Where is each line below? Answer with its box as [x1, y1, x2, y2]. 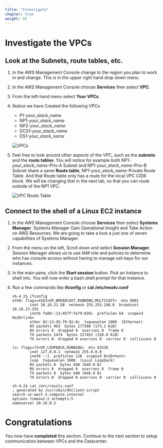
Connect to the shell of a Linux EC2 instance [5, 207, 142, 215]
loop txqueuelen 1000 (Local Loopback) [30, 358, 115, 363]
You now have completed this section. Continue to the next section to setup [5, 433, 158, 439]
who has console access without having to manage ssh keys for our [12, 255, 148, 261]
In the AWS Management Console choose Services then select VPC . [12, 84, 150, 90]
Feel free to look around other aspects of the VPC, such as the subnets [12, 152, 156, 158]
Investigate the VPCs [5, 37, 92, 48]
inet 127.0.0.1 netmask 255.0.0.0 [30, 349, 102, 354]
